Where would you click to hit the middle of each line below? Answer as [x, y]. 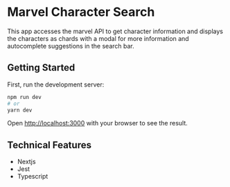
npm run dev [24, 97]
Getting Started [41, 68]
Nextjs [26, 162]
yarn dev [20, 110]
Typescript [33, 177]
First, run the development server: [56, 84]
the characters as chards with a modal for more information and [98, 38]
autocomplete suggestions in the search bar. [71, 46]
